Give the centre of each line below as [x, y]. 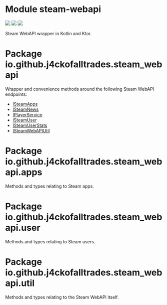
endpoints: [16, 94]
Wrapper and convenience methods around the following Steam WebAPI [80, 89]
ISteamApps [25, 104]
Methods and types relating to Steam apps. [49, 186]
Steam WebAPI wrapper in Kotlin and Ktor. [48, 33]
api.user [23, 228]
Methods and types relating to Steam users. [50, 241]
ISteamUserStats [30, 125]
